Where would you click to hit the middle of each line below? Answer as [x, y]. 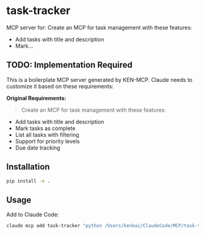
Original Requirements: [36, 98]
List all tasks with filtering [47, 134]
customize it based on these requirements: [60, 86]
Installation [28, 167]
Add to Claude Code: [33, 215]
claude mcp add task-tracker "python [54, 226]
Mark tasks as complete [45, 128]
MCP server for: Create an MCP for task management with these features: [99, 27]
